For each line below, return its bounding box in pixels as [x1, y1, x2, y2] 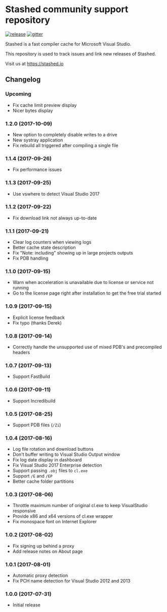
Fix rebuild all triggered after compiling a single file [12, 142, 119, 148]
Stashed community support [5, 4, 129, 15]
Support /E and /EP [12, 473, 53, 479]
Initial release [12, 602, 40, 608]
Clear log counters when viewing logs [12, 239, 92, 245]
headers [12, 349, 30, 355]
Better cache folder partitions [12, 478, 74, 485]
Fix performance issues [12, 166, 62, 173]
